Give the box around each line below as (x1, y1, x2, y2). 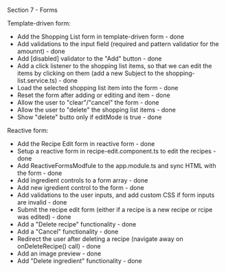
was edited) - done (16, 213, 71, 221)
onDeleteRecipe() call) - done (16, 242, 101, 250)
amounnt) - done (16, 48, 65, 55)
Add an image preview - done (16, 249, 102, 258)
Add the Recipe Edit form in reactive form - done (16, 140, 155, 147)
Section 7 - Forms (7, 6, 58, 14)
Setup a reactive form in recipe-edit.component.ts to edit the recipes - (16, 147, 216, 155)
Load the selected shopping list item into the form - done (16, 84, 179, 92)
